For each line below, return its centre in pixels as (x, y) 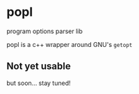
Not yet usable (39, 66)
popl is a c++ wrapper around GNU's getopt (69, 44)
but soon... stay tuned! (39, 83)
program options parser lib (44, 31)
